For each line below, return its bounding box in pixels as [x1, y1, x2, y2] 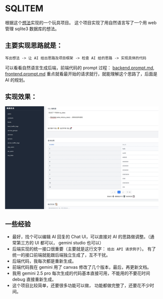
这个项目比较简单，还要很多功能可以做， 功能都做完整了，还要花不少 [12, 282, 150, 288]
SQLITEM [5, 3, 44, 14]
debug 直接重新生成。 [12, 277, 56, 282]
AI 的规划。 [5, 77, 28, 83]
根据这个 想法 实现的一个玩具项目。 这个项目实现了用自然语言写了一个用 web [5, 20, 157, 25]
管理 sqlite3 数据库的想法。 [5, 25, 59, 32]
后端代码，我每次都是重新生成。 [12, 258, 76, 264]
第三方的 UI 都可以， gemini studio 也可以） [16, 240, 104, 246]
